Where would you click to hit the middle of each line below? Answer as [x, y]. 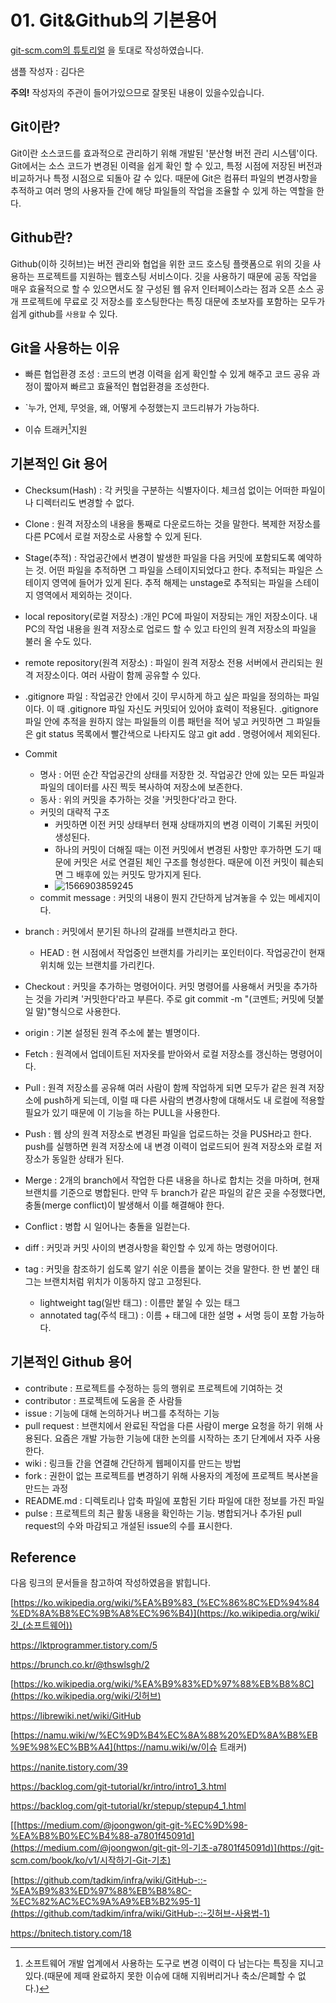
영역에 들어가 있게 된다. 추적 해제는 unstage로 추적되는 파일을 [172, 582]
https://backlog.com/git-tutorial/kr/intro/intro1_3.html [118, 1787]
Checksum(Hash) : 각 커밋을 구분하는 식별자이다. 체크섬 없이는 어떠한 [162, 490]
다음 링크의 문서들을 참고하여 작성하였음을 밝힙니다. [110, 1583]
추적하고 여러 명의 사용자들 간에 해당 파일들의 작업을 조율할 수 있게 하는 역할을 [162, 190]
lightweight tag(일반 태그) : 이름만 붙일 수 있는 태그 [140, 1302]
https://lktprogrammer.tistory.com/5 [84, 1645]
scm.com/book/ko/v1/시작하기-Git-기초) [91, 1860]
